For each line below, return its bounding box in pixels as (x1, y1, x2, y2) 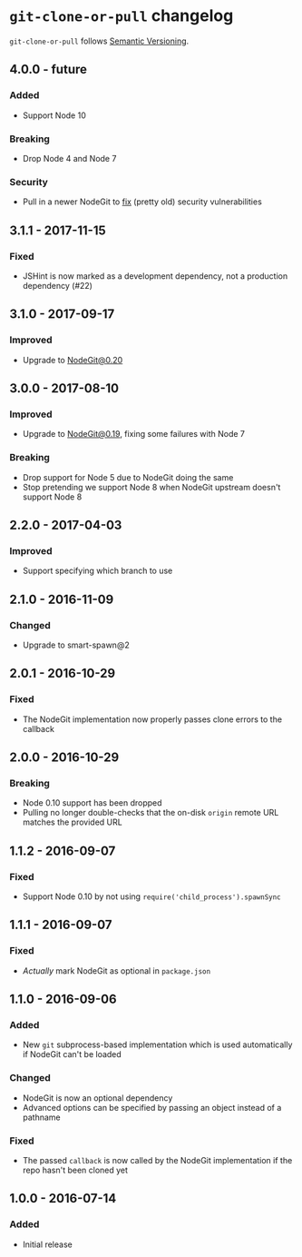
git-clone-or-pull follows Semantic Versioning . (9, 35, 190, 46)
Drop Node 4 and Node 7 (22, 153, 117, 163)
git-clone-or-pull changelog (9, 5, 234, 26)
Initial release (22, 1239, 73, 1250)
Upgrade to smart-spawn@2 (22, 639, 130, 650)
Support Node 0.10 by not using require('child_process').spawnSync (22, 891, 281, 902)
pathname (22, 1112, 61, 1123)
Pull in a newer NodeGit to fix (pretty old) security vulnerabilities (22, 196, 263, 207)
